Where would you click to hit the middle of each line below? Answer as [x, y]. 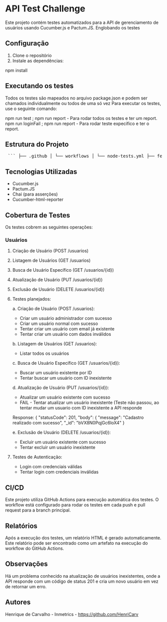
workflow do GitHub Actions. [35, 548]
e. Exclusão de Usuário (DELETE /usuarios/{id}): [61, 432]
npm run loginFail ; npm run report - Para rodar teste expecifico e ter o [77, 123]
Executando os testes [39, 86]
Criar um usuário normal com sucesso [59, 323]
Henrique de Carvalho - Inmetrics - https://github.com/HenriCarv [72, 614]
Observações [27, 564]
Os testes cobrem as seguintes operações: [49, 227]
